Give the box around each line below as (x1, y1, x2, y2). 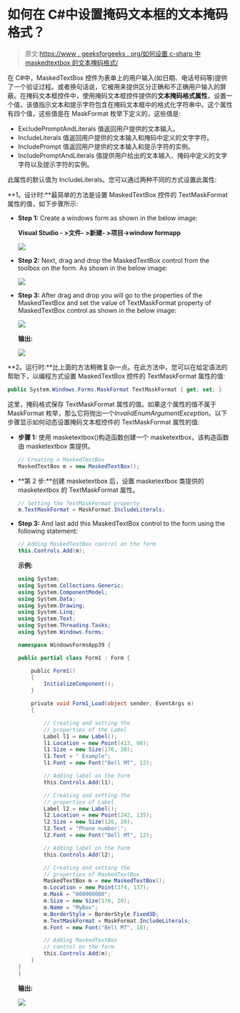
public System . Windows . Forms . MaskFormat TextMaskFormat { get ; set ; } (7, 386, 222, 393)
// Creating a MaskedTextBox (17, 456, 105, 463)
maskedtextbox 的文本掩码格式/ (24, 58, 119, 66)
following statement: (17, 527, 79, 536)
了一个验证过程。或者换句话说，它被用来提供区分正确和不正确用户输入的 (7, 82, 220, 91)
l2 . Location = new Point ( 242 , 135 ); (44, 812, 153, 819)
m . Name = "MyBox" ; (44, 904, 99, 911)
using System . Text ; (17, 615, 76, 622)
